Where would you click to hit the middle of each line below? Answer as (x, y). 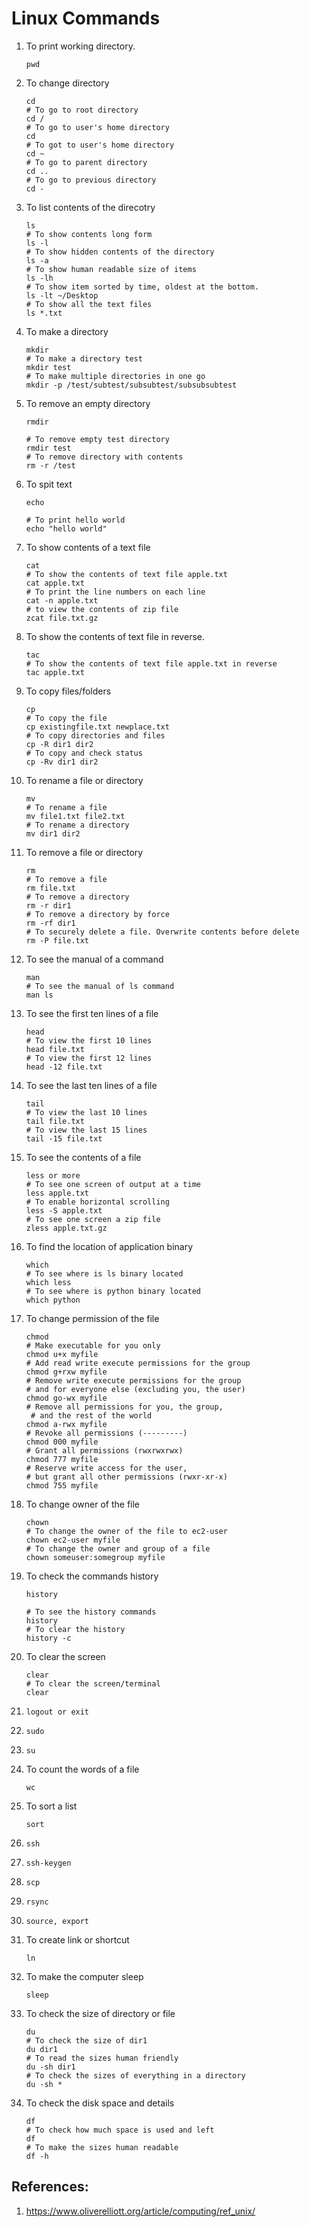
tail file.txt (55, 1121)
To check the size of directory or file (100, 2013)
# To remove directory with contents (104, 457)
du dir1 (41, 2049)
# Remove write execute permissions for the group (133, 1380)
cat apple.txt (55, 583)
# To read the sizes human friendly (102, 2058)
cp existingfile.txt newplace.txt (97, 727)
